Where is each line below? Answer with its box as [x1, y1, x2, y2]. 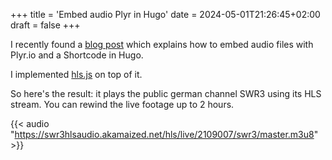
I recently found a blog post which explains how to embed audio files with [10, 39, 314, 50]
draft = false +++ [10, 19, 81, 31]
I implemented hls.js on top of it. [10, 69, 143, 80]
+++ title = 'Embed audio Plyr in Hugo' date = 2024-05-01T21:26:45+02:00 [10, 9, 321, 20]
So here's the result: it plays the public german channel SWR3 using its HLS [10, 88, 322, 99]
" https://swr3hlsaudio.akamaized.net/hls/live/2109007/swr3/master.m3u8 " [10, 129, 319, 140]
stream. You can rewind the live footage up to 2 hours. [10, 99, 235, 110]
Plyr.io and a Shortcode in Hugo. [10, 49, 144, 61]
